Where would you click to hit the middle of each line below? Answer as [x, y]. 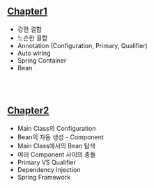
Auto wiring [34, 53]
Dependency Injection [49, 169]
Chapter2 [28, 111]
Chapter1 [27, 11]
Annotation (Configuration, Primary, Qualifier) [82, 45]
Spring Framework [44, 177]
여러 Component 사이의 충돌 [56, 154]
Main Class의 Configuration [56, 128]
